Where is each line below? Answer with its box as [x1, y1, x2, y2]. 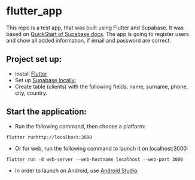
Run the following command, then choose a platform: [14, 122, 146, 130]
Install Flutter [14, 70, 47, 77]
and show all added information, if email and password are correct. [6, 37, 172, 44]
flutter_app [6, 4, 63, 18]
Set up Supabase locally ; [14, 76, 77, 83]
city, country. [14, 89, 48, 97]
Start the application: [6, 107, 87, 117]
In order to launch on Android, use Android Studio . [14, 167, 139, 174]
